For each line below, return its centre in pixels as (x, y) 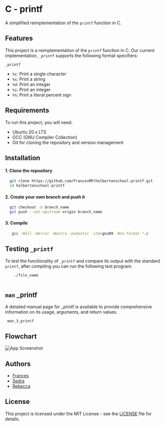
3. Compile (16, 223)
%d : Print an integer (31, 84)
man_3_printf (21, 321)
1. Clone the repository (29, 170)
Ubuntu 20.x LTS (29, 132)
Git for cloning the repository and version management (68, 142)
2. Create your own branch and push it (45, 197)
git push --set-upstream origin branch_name (56, 212)
